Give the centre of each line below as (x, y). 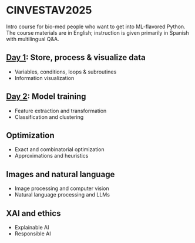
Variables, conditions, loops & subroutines (65, 72)
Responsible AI (33, 234)
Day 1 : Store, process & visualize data (76, 57)
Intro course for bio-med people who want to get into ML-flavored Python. (96, 26)
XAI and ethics (33, 213)
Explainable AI (32, 227)
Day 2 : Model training (46, 97)
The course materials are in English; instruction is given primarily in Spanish (97, 32)
